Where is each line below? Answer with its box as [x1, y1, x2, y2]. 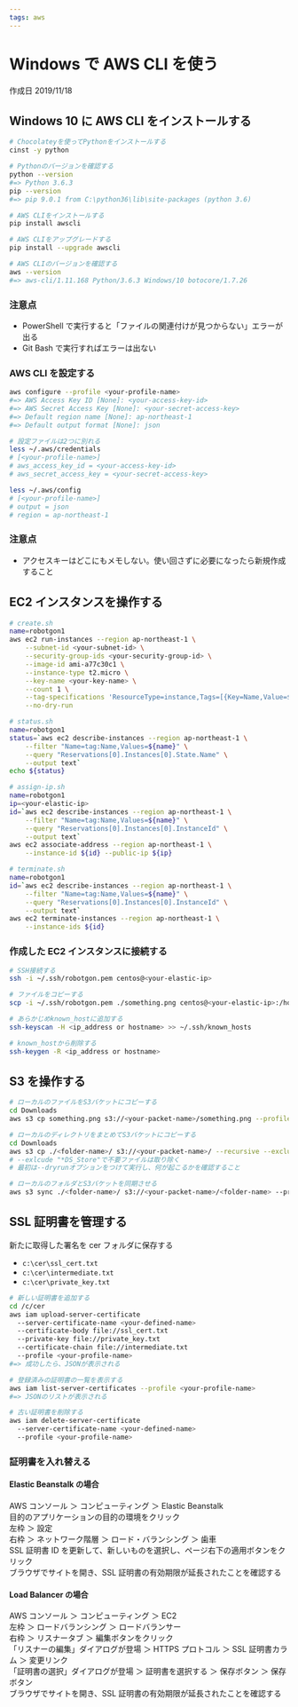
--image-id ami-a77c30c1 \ [25, 660, 125, 668]
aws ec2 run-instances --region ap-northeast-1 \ [9, 636, 197, 644]
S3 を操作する [9, 1073, 86, 1088]
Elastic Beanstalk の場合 [9, 1479, 99, 1490]
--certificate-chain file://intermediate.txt [17, 1343, 189, 1352]
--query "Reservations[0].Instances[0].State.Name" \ [25, 750, 228, 759]
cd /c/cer [9, 1301, 46, 1310]
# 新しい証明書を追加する [9, 1293, 90, 1302]
